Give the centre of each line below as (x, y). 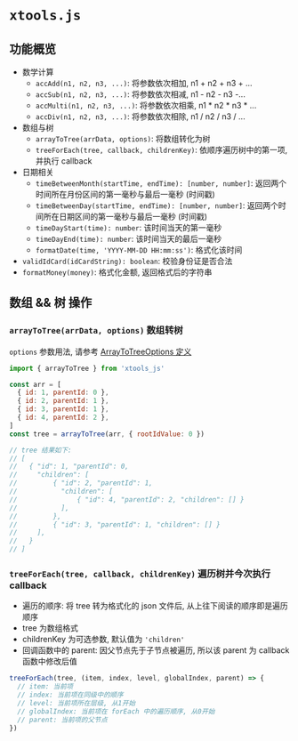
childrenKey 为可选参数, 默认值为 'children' (103, 640)
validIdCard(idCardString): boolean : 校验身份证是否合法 (127, 261)
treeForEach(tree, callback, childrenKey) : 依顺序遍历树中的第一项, (161, 150)
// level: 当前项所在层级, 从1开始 (77, 703)
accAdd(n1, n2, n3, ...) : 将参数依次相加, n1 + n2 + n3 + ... (144, 83)
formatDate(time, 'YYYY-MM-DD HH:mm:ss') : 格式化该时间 (139, 250)
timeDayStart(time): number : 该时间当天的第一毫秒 (129, 228)
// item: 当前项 (45, 687)
